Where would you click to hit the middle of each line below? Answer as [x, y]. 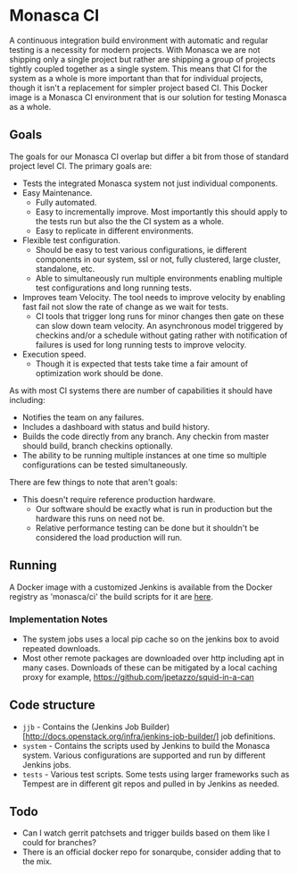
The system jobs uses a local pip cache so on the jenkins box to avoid [150, 639]
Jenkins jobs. [46, 764]
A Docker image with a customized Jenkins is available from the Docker [141, 587]
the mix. [37, 861]
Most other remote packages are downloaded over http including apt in [153, 658]
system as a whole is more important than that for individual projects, [136, 78]
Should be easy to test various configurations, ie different [141, 249]
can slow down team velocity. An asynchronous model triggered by [159, 325]
